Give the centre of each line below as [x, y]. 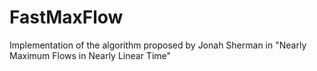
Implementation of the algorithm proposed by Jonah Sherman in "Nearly [158, 45]
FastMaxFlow [66, 17]
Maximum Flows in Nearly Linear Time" [90, 55]
